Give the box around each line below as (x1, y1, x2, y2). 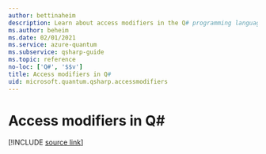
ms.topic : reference (8, 56, 77, 64)
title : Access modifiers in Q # (8, 70, 112, 78)
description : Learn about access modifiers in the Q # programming (8, 19, 232, 27)
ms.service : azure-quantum (8, 41, 97, 49)
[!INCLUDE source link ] (8, 137, 84, 147)
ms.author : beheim (8, 26, 69, 34)
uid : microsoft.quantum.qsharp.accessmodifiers (8, 77, 169, 85)
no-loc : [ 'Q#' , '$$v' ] (8, 63, 83, 71)
